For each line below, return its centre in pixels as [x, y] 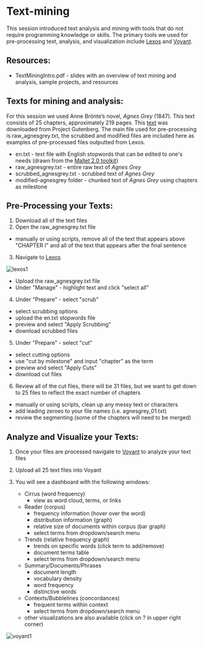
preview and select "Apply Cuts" [56, 368]
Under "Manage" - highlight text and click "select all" [82, 288]
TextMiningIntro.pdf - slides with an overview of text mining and [96, 75]
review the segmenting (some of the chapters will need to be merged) [103, 418]
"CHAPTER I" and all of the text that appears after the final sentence [101, 245]
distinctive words [55, 592]
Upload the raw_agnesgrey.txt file [58, 281]
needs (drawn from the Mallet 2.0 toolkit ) [67, 160]
